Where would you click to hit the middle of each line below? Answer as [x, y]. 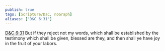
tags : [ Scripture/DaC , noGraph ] [39, 14]
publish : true [20, 10]
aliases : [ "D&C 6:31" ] [29, 19]
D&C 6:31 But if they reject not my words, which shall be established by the [82, 33]
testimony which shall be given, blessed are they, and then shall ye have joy [83, 38]
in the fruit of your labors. [31, 44]
